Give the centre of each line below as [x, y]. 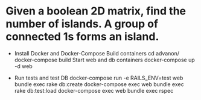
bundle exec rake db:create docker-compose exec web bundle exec [99, 84]
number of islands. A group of [82, 24]
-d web [23, 66]
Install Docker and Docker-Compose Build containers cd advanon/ [97, 53]
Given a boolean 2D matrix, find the [96, 11]
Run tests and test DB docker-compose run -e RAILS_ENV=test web [99, 78]
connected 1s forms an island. [82, 37]
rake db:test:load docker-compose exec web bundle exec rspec [94, 90]
